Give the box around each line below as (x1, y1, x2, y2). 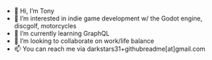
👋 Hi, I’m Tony (13, 7, 55, 15)
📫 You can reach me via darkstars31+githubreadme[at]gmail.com (13, 44, 206, 53)
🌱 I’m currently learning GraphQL (13, 29, 110, 37)
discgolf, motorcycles (13, 22, 77, 30)
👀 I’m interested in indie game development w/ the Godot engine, (13, 14, 203, 23)
